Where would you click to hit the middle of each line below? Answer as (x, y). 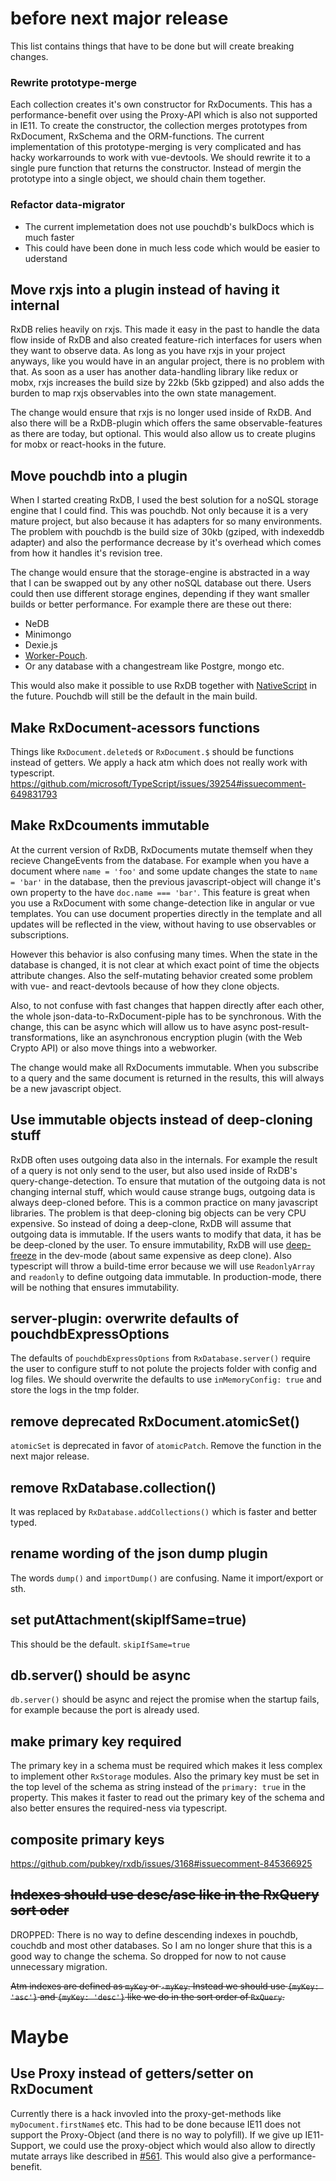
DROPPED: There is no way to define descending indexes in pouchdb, (154, 1934)
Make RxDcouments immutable (110, 825)
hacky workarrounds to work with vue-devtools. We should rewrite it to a (160, 158)
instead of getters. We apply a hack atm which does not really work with (159, 762)
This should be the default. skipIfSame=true (100, 1644)
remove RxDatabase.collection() (113, 1487)
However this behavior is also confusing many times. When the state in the (164, 954)
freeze (24, 1255)
